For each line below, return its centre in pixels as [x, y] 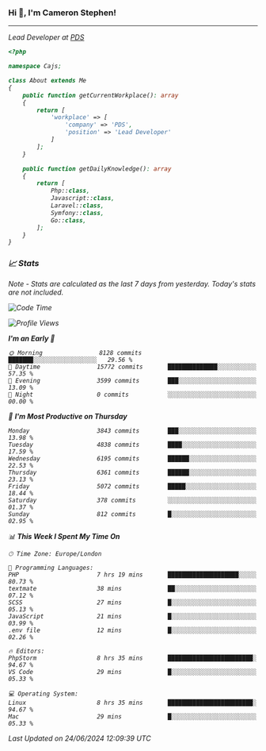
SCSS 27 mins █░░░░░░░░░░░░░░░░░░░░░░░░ [133, 603]
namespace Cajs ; [35, 67]
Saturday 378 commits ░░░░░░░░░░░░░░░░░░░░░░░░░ [133, 500]
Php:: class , [70, 191]
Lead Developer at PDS [46, 37]
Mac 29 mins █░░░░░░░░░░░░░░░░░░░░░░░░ [133, 716]
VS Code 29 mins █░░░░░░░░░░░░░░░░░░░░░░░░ [133, 672]
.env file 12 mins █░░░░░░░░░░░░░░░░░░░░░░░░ [133, 630]
